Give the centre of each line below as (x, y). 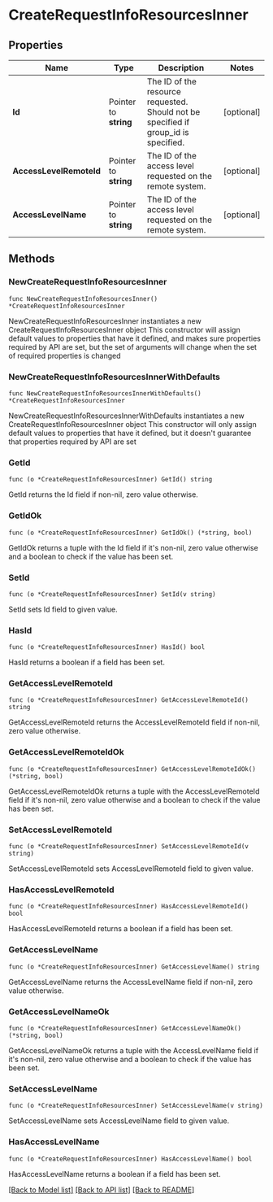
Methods (32, 259)
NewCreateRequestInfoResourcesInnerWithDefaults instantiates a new (127, 416)
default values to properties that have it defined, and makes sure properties (135, 338)
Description (181, 68)
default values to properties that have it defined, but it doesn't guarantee (130, 433)
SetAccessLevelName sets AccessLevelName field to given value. (119, 1121)
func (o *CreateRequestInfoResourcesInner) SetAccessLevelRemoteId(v (129, 847)
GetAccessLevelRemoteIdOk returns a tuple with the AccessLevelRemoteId (134, 791)
